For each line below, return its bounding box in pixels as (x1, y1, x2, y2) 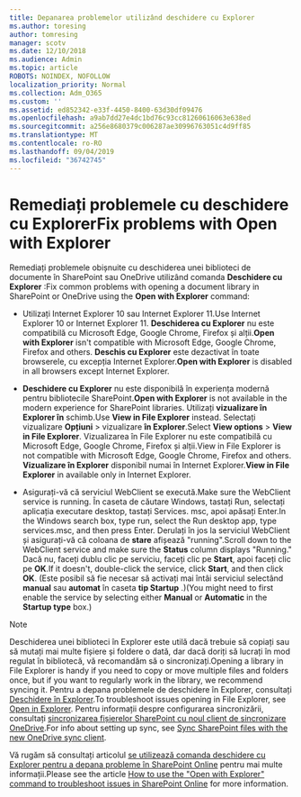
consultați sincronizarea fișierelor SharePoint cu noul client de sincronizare (9, 713, 287, 724)
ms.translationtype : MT (9, 131, 99, 140)
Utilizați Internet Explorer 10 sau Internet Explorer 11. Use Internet (22, 308, 261, 320)
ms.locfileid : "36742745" (9, 155, 106, 165)
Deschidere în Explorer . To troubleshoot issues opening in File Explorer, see (9, 694, 287, 705)
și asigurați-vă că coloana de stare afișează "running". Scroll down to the (22, 535, 292, 546)
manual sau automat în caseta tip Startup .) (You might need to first (22, 583, 274, 593)
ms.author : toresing (9, 22, 87, 31)
